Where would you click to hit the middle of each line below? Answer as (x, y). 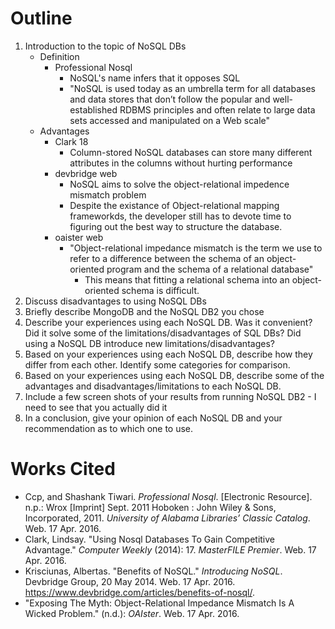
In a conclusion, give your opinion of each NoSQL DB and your (153, 418)
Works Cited (63, 469)
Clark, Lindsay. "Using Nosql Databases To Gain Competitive (150, 539)
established (93, 109)
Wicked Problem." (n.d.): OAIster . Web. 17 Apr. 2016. (132, 613)
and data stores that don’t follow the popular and (170, 99)
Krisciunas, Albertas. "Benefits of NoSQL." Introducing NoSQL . (153, 571)
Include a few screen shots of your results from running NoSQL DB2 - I (170, 396)
